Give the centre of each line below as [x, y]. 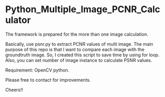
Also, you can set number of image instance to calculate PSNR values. [79, 60]
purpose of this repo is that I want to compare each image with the [75, 49]
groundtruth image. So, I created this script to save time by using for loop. [82, 55]
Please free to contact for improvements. [48, 80]
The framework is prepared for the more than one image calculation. [77, 34]
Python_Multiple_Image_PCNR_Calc [83, 9]
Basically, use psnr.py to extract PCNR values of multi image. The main [79, 44]
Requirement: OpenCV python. [37, 70]
